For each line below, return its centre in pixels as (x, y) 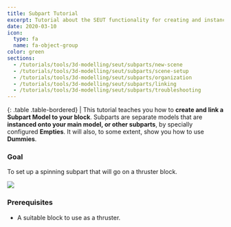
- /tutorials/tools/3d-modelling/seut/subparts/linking (95, 84)
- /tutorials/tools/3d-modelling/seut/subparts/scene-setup (101, 71)
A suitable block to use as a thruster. (69, 217)
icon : (15, 33)
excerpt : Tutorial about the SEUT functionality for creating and (104, 20)
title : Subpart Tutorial (43, 13)
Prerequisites (30, 202)
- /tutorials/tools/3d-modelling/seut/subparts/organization (103, 77)
